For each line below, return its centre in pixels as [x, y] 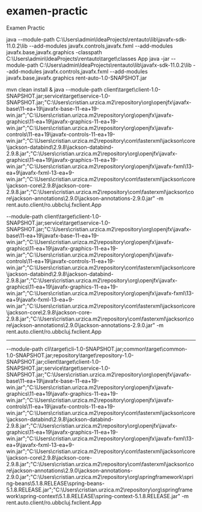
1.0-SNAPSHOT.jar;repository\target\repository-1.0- [70, 355]
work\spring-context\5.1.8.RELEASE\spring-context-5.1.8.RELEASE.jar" [93, 496]
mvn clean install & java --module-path [54, 89]
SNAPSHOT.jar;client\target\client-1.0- [54, 361]
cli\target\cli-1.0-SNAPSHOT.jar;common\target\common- [116, 349]
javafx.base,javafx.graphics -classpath [54, 52]
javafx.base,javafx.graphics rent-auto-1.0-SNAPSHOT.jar [77, 78]
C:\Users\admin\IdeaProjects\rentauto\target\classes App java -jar [88, 58]
